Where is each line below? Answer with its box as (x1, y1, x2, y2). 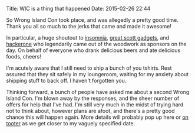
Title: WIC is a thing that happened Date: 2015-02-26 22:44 (6, 5, 151, 12)
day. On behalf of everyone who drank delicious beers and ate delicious (6, 47, 181, 54)
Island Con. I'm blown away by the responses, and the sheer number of (6, 95, 180, 102)
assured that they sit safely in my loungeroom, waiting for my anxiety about (6, 71, 189, 77)
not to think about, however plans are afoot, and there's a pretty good (6, 108, 175, 114)
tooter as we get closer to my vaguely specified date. (6, 120, 135, 126)
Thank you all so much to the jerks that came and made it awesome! (6, 23, 172, 30)
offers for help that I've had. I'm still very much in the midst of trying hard (6, 101, 184, 108)
